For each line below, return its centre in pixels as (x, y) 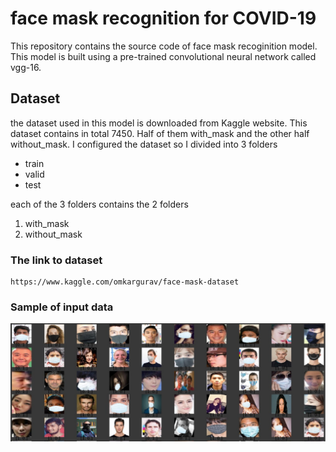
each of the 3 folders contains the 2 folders (99, 204)
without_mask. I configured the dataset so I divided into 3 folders (144, 144)
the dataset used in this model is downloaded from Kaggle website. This (159, 123)
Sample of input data (62, 307)
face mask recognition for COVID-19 (163, 18)
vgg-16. (26, 67)
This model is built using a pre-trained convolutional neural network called (163, 56)
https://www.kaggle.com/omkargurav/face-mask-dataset (125, 282)
